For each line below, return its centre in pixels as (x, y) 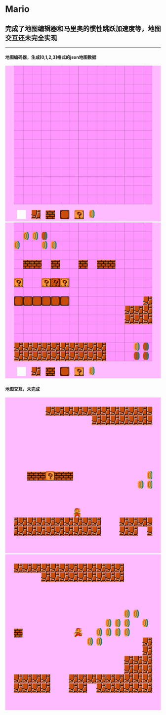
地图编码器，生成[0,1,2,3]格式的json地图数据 (51, 57)
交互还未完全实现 (31, 38)
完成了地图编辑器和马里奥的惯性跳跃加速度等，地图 (83, 28)
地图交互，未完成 (22, 389)
